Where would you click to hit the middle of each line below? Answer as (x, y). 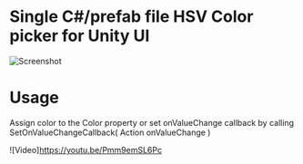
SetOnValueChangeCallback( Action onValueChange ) (110, 132)
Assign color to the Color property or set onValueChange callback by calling (151, 122)
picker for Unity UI (80, 36)
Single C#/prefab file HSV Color (131, 17)
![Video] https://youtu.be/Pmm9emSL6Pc (86, 150)
